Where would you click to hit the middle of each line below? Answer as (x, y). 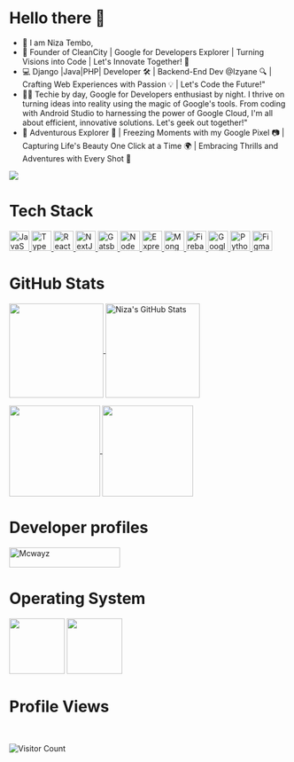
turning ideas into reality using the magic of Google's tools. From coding (154, 103)
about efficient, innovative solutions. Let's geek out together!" (135, 122)
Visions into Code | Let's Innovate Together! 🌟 (106, 61)
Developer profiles (79, 528)
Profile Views (59, 707)
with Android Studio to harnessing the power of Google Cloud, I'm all (147, 113)
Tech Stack (51, 211)
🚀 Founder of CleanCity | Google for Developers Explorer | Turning (143, 51)
